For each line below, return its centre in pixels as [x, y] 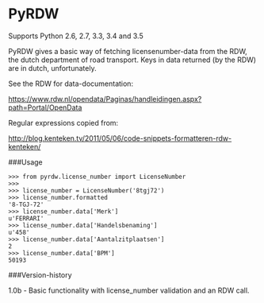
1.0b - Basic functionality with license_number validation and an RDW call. [129, 290]
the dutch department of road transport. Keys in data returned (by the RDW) [132, 60]
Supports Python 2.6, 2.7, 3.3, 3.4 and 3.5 [76, 36]
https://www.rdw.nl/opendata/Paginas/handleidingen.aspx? [105, 99]
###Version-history [40, 274]
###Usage [26, 162]
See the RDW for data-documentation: [71, 84]
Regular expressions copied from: [63, 122]
